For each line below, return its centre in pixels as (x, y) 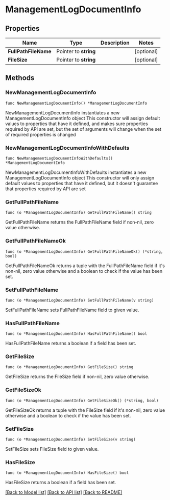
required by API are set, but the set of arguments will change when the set (83, 129)
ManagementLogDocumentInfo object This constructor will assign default (83, 118)
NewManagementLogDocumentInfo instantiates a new (63, 113)
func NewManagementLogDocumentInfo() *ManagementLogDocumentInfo (76, 103)
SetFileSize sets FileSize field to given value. (52, 449)
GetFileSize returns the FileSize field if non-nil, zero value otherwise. (77, 377)
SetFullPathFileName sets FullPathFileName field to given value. (72, 310)
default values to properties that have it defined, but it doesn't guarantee (82, 183)
